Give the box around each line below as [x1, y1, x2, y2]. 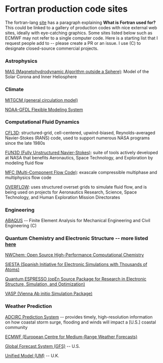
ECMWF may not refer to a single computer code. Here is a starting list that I [5, 35, 158, 41]
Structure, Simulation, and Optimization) [5, 281, 85, 287]
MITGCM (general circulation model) [5, 97, 78, 103]
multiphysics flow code [5, 174, 52, 180]
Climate [5, 86, 24, 93]
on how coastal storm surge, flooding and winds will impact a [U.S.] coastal [5, 319, 157, 325]
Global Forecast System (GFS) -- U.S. [5, 343, 80, 349]
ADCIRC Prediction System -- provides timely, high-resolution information [5, 314, 153, 320]
